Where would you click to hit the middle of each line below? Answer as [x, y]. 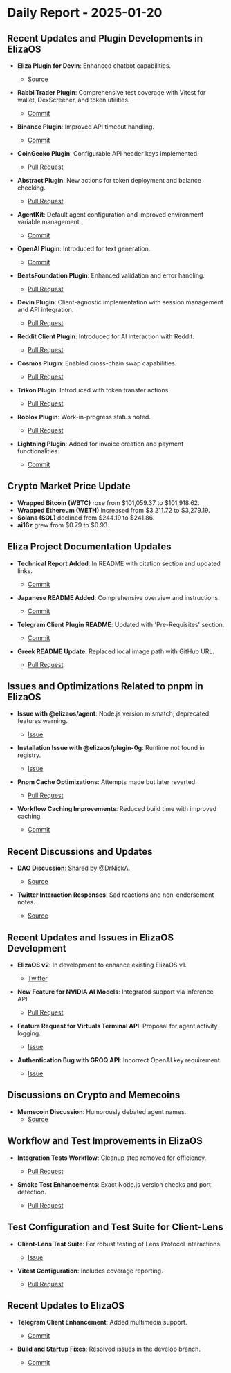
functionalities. [38, 451]
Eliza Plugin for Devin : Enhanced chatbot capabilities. [94, 66]
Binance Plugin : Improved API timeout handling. [85, 127]
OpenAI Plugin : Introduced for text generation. [84, 248]
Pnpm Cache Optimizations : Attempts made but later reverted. [107, 782]
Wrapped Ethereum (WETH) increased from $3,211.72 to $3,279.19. [114, 510]
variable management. [49, 222]
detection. [31, 1192]
